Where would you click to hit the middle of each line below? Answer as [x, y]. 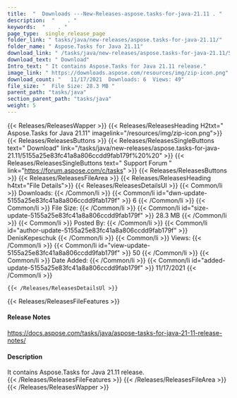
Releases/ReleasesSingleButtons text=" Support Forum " [90, 163]
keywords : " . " [38, 27]
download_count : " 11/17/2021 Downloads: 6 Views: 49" [96, 79]
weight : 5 [22, 106]
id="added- [208, 260]
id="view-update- [124, 245]
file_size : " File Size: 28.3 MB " [61, 86]
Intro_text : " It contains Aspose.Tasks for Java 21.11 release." [107, 66]
